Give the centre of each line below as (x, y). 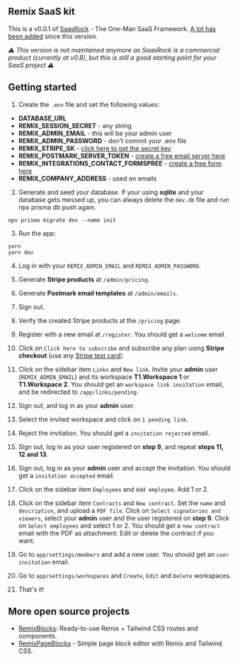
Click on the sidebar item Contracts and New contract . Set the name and (122, 503)
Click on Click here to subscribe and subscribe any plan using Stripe (121, 348)
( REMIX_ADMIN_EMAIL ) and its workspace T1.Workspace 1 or (104, 377)
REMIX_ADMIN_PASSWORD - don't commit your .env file (102, 140)
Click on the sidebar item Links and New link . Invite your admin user (118, 369)
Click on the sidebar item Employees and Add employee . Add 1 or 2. (113, 489)
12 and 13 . (33, 454)
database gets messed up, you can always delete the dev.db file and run (124, 199)
